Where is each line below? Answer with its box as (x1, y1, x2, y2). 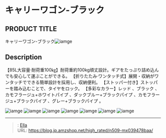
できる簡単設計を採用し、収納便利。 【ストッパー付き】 (26, 79, 141, 85)
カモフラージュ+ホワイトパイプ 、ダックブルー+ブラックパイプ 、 (5, 91, 138, 97)
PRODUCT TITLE (5, 24, 57, 33)
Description (5, 53, 42, 62)
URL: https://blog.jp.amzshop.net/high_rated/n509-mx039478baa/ (17, 127, 153, 133)
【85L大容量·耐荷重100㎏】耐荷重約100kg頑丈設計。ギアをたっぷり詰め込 (5, 67, 155, 72)
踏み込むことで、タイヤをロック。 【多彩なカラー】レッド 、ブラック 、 (13, 85, 160, 91)
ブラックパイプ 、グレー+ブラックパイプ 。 (16, 98, 104, 104)
